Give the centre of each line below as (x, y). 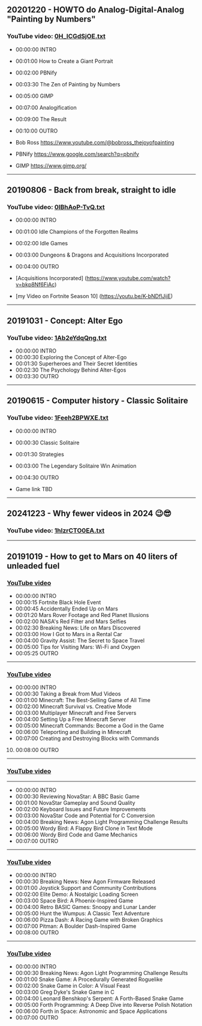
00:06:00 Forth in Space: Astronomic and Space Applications (91, 1011)
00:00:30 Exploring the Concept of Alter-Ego (71, 357)
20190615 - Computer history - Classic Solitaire (97, 401)
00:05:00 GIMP (34, 96)
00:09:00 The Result (41, 119)
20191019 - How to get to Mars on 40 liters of (92, 556)
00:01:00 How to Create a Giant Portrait (64, 61)
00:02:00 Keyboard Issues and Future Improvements (81, 809)
